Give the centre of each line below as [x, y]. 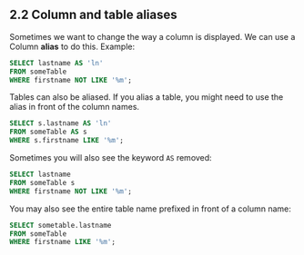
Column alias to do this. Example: [72, 46]
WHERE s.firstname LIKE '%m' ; [67, 141]
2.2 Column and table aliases [93, 15]
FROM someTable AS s [49, 132]
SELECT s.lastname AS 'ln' [61, 123]
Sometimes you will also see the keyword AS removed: [111, 158]
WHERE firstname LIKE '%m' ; [63, 242]
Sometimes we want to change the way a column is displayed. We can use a [152, 36]
